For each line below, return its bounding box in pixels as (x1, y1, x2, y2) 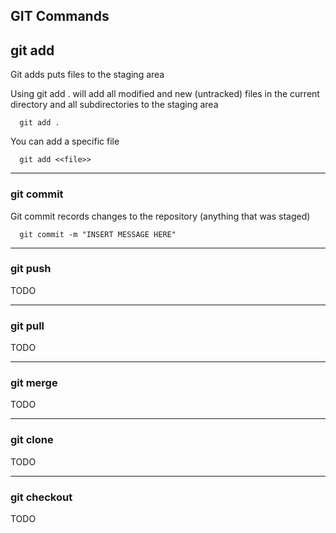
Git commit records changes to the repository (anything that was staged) (10, 210, 311, 222)
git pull (10, 319, 45, 333)
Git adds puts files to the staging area (10, 69, 165, 81)
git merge (10, 376, 58, 390)
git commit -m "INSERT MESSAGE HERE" (19, 229, 177, 239)
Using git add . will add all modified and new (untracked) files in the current (10, 88, 320, 100)
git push (10, 262, 52, 276)
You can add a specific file (10, 135, 120, 148)
